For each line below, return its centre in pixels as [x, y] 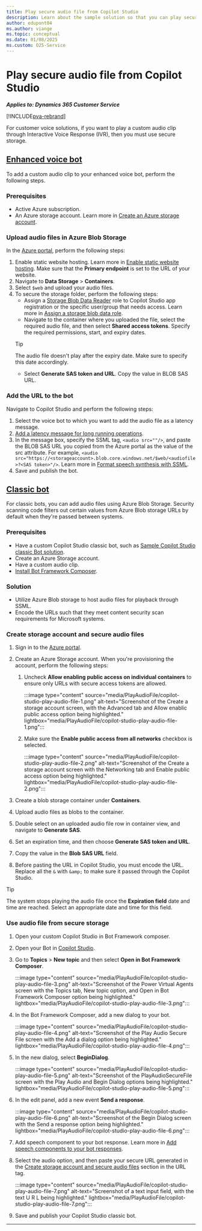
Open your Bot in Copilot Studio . [55, 948]
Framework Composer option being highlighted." [75, 996]
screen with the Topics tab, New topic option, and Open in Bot [92, 990]
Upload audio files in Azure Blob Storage [66, 237]
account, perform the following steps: [61, 666]
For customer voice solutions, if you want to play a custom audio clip [91, 127]
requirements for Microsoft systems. [60, 619]
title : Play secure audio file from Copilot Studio [72, 12]
